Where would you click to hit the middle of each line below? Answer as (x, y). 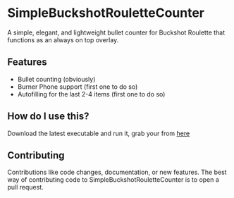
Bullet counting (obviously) (56, 79)
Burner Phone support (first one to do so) (78, 87)
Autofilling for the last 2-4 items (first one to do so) (91, 94)
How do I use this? (48, 117)
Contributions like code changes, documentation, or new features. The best (117, 172)
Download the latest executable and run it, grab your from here (99, 133)
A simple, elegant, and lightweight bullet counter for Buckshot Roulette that (116, 32)
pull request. (25, 187)
